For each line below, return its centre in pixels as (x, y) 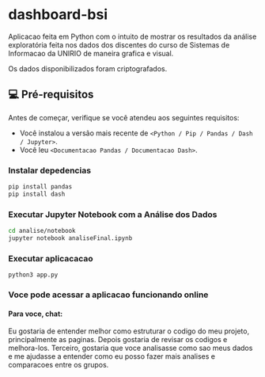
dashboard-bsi (58, 15)
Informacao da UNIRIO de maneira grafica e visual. (91, 53)
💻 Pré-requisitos (51, 95)
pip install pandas (40, 187)
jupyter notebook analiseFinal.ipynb (70, 238)
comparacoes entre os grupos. (59, 365)
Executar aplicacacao (51, 258)
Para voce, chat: (36, 314)
